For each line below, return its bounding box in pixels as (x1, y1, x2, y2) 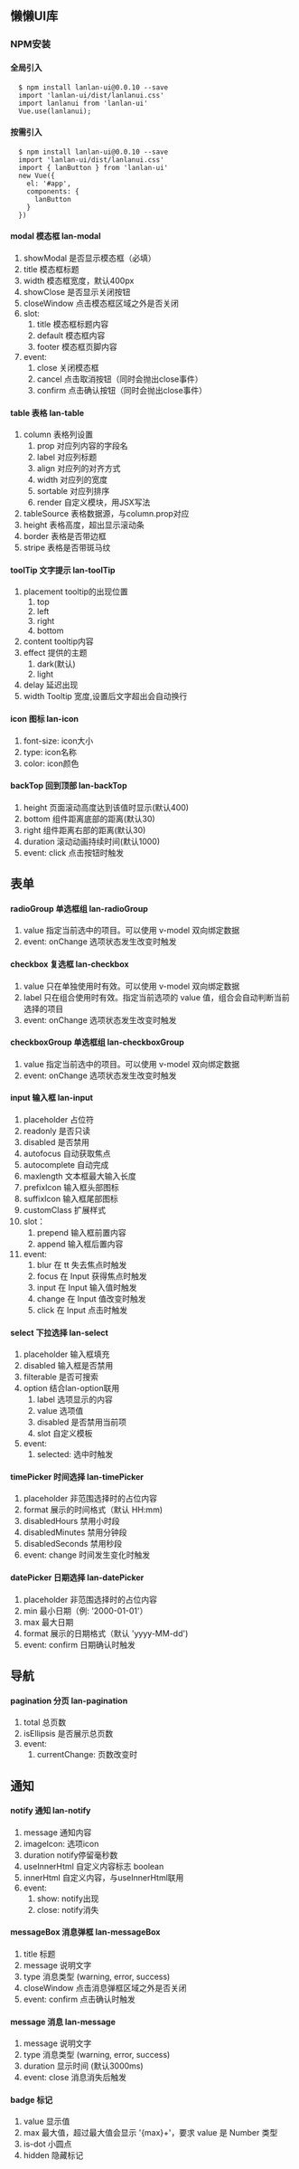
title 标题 (23, 1948, 56, 1959)
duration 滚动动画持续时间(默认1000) (23, 836, 161, 847)
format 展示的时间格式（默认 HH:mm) (23, 1504, 164, 1515)
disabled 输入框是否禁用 (23, 1360, 114, 1371)
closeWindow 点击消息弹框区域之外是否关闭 (23, 1982, 187, 1993)
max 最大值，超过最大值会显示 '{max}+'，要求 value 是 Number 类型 (23, 2127, 278, 2138)
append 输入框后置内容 (36, 1238, 124, 1249)
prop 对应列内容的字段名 (36, 440, 129, 451)
